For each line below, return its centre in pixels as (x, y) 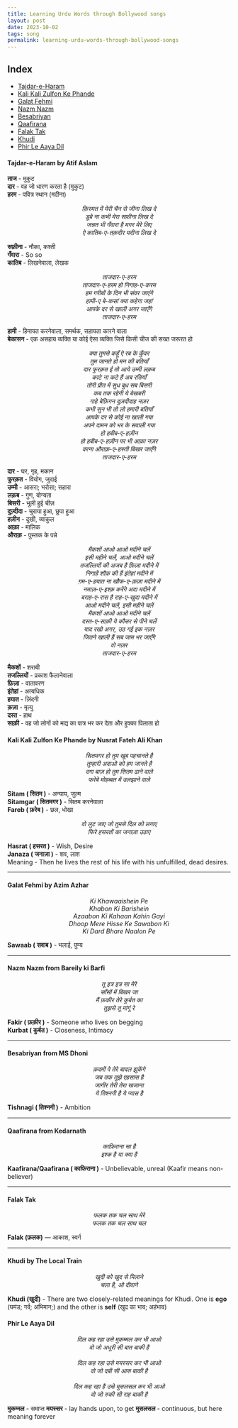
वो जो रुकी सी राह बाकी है (119, 1394)
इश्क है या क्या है (119, 1155)
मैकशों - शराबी (24, 667)
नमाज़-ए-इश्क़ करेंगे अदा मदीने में (119, 589)
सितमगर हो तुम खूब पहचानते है (119, 756)
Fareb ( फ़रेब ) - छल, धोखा (40, 810)
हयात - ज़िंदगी (23, 699)
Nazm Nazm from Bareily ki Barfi (56, 968)
